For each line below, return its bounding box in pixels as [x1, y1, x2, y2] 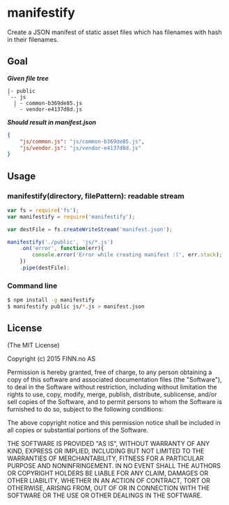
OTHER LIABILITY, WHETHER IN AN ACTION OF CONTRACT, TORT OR [7, 476, 210, 485]
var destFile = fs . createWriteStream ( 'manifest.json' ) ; [7, 226, 173, 233]
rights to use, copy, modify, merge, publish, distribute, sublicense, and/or [7, 390, 217, 398]
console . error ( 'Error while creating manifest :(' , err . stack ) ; [32, 251, 223, 258]
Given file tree [7, 74, 49, 82]
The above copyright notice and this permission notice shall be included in [7, 418, 221, 426]
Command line [7, 281, 58, 290]
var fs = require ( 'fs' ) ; [7, 207, 79, 214]
